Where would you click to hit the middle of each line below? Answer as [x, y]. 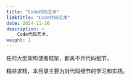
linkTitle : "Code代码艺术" [38, 18]
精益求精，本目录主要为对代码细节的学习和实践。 [67, 71]
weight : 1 [19, 40]
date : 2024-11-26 [28, 23]
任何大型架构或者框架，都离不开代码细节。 [59, 58]
